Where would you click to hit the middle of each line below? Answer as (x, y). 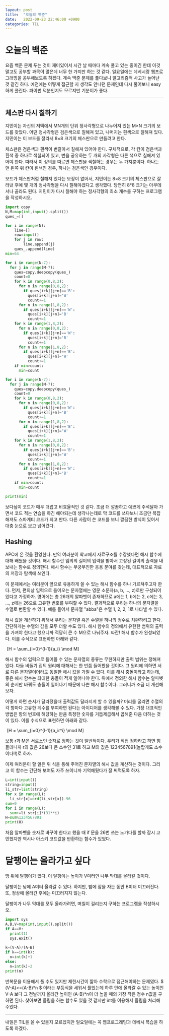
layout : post (19, 10)
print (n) (14, 971)
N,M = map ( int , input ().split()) (37, 212)
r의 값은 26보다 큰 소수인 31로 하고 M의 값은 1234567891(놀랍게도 (88, 747)
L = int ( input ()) (21, 780)
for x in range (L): (26, 794)
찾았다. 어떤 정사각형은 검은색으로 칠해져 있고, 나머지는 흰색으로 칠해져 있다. (89, 132)
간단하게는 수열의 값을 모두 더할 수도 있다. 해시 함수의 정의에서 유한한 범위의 (80, 626)
